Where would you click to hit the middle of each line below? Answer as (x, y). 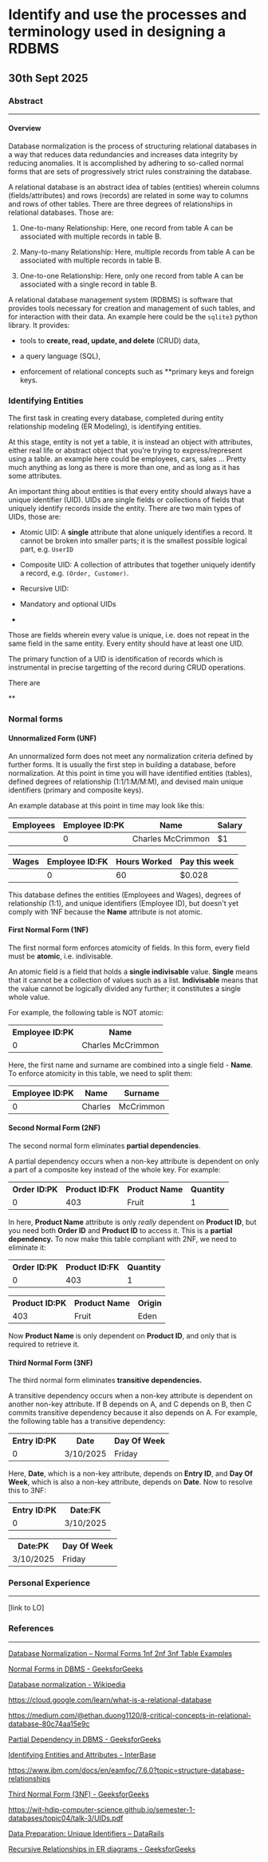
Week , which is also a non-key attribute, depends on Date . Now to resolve (130, 1482)
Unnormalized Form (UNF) (53, 738)
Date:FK (85, 1510)
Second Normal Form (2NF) (55, 1128)
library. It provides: (39, 326)
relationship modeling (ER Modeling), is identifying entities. (105, 427)
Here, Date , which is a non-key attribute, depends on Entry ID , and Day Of (130, 1473)
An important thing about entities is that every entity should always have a (130, 492)
